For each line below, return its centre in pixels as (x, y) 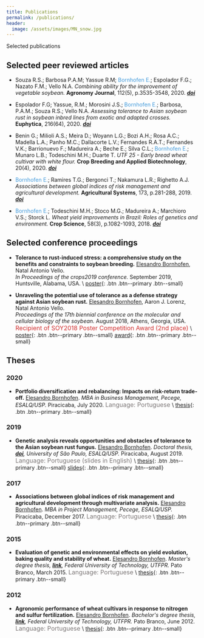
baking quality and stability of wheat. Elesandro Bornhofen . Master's (103, 559)
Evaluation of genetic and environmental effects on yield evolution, (101, 552)
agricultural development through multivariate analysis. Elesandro (100, 503)
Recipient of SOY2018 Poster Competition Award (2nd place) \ (104, 328)
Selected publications (33, 46)
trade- (189, 391)
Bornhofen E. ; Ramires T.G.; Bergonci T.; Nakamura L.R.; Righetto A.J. (102, 180)
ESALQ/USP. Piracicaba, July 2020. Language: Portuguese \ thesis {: (104, 405)
